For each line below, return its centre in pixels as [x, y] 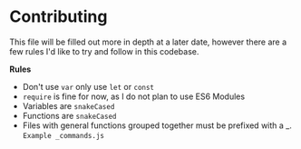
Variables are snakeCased [68, 105]
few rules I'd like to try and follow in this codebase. [104, 51]
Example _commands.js [63, 135]
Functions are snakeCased [69, 115]
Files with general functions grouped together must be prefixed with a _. [157, 125]
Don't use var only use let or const [88, 86]
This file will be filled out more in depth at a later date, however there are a [148, 42]
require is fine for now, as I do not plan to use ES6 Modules [134, 96]
